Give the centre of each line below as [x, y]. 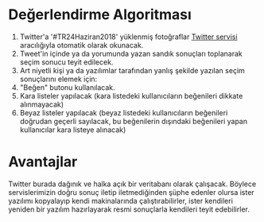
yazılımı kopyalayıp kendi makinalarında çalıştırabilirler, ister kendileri [120, 201]
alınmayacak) [42, 104]
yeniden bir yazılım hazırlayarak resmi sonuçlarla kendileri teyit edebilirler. [129, 209]
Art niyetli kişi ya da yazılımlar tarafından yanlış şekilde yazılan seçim [132, 70]
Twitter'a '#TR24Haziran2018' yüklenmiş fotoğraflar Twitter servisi [128, 37]
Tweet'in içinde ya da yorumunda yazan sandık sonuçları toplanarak [131, 53]
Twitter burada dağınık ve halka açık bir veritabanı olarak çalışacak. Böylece [132, 184]
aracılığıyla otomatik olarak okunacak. [82, 45]
